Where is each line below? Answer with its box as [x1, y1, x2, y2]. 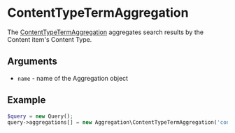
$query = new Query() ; [7, 113, 73, 120]
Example [7, 94, 46, 106]
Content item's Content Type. [7, 35, 92, 43]
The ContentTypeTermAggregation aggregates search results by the [7, 28, 204, 36]
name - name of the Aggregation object [17, 74, 128, 82]
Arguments [7, 56, 58, 68]
